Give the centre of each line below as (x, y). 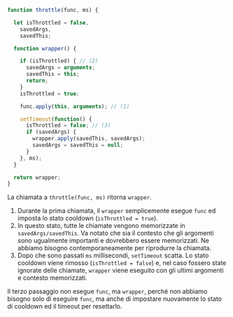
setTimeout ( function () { (56, 119)
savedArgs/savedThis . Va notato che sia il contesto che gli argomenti (115, 233)
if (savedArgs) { (51, 132)
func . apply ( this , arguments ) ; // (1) (75, 106)
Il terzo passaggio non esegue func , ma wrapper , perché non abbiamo (107, 292)
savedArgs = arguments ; (61, 68)
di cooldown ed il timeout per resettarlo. (65, 306)
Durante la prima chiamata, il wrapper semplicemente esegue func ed (116, 211)
